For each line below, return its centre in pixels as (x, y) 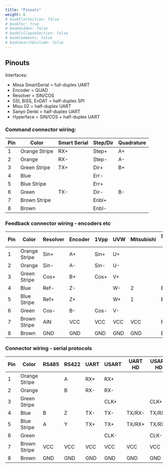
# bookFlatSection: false (32, 19)
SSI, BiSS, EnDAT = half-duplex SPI (48, 100)
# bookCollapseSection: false (37, 33)
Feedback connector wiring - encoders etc (58, 223)
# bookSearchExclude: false (34, 43)
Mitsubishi (143, 240)
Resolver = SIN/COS (33, 95)
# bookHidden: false (27, 29)
